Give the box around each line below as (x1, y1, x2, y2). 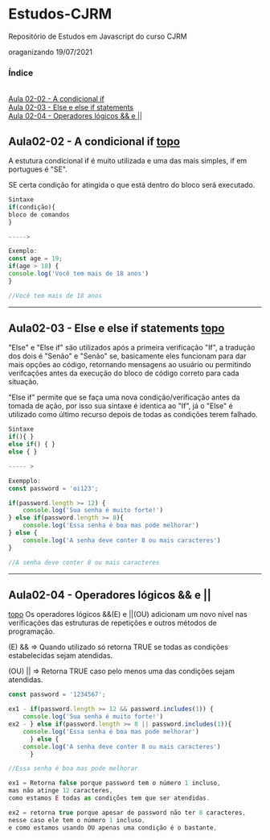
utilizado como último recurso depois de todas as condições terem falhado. (8, 410, 259, 420)
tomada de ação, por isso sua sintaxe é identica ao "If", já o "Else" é (8, 401, 233, 411)
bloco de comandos (8, 210, 70, 218)
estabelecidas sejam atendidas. (8, 651, 113, 660)
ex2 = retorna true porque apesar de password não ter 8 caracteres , (8, 809, 247, 817)
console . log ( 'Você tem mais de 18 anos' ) (8, 270, 149, 278)
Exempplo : (8, 477, 42, 485)
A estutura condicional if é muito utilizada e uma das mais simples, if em (8, 156, 247, 166)
